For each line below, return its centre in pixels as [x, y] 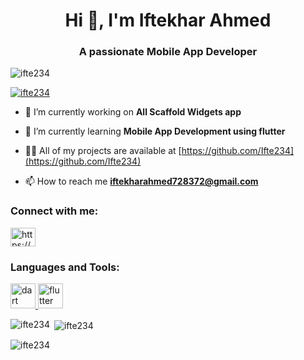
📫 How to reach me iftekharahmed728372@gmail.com [141, 181]
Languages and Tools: [65, 267]
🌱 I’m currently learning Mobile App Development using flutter [155, 131]
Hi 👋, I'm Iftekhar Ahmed [168, 20]
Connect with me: [54, 211]
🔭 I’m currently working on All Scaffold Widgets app [133, 112]
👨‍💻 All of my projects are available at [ [103, 151]
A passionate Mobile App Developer [168, 52]
